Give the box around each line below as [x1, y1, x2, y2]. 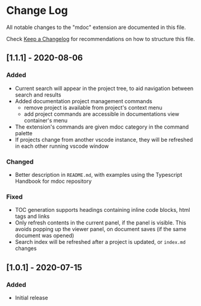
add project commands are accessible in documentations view [23, 110, 179, 118]
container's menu [23, 116, 68, 124]
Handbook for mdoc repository [14, 177, 92, 185]
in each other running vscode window [14, 142, 110, 150]
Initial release [14, 294, 48, 301]
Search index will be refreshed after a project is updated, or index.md [14, 238, 186, 246]
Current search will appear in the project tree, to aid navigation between [14, 84, 194, 92]
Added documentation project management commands [14, 97, 152, 104]
